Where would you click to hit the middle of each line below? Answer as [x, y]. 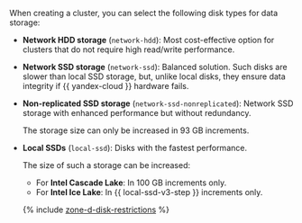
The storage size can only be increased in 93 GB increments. [136, 130]
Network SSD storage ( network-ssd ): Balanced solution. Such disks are [155, 67]
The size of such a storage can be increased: [106, 165]
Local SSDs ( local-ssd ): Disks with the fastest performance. [135, 148]
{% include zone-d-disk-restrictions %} [96, 210]
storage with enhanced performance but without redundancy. [137, 113]
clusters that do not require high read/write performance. [128, 49]
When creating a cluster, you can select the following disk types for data [144, 13]
